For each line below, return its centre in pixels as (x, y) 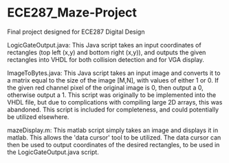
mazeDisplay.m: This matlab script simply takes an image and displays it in (113, 130)
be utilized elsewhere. (38, 117)
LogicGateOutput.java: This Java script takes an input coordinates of (104, 45)
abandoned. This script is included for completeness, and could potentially (113, 109)
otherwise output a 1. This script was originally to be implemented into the (112, 95)
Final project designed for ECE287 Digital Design (76, 32)
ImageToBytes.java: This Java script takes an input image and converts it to (114, 73)
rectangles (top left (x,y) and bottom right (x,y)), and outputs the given (107, 52)
